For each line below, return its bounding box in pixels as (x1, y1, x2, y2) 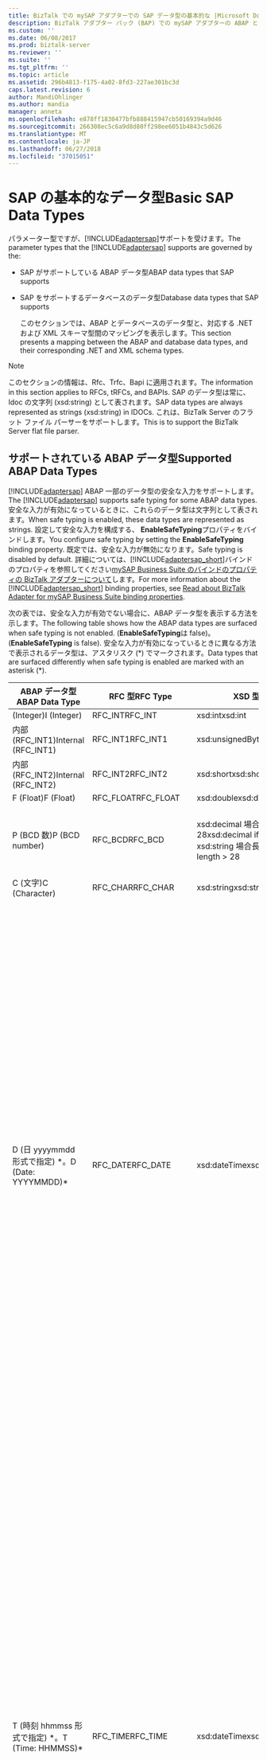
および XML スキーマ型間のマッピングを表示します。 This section (19, 328, 232, 338)
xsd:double (196, 793, 238, 803)
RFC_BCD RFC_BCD (91, 834, 164, 845)
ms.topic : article (8, 71, 69, 79)
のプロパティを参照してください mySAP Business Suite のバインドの (8, 564, 230, 574)
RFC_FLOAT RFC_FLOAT (91, 793, 180, 803)
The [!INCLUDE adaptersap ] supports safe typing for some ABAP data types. (8, 495, 258, 505)
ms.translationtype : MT (8, 130, 87, 138)
